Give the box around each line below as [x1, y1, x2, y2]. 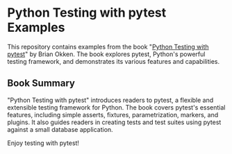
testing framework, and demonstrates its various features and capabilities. [7, 57, 220, 65]
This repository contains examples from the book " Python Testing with [7, 42, 210, 51]
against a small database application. [7, 125, 113, 133]
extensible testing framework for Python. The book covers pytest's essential [7, 103, 226, 112]
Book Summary [7, 78, 75, 89]
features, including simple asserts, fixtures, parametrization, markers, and [7, 110, 219, 119]
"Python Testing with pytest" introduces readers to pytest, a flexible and [7, 96, 214, 104]
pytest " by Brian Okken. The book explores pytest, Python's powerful [7, 50, 206, 58]
